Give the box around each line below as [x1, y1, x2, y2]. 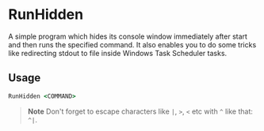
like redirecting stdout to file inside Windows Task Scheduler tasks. [8, 48, 228, 58]
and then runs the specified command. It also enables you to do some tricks [8, 39, 257, 49]
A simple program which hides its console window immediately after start [8, 32, 248, 41]
